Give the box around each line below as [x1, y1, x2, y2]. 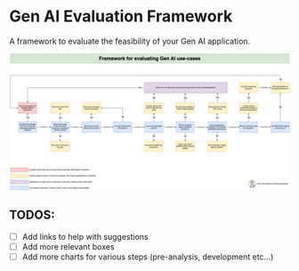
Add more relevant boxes [21, 241, 115, 251]
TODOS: [9, 208, 55, 223]
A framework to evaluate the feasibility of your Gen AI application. [9, 36, 251, 46]
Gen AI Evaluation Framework [9, 6, 233, 27]
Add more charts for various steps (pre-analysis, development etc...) [21, 251, 274, 262]
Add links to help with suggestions [21, 231, 149, 242]
